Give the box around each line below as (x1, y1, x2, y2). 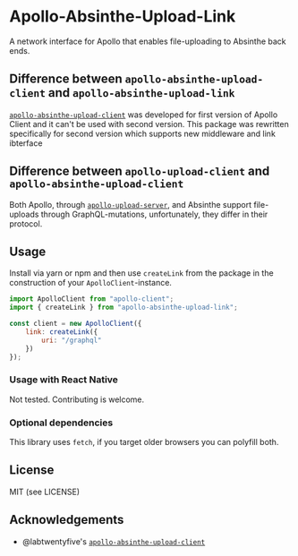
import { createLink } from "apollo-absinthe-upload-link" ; (9, 303, 239, 312)
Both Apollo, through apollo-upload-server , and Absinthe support (9, 199, 252, 210)
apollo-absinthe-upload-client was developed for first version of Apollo (9, 109, 278, 120)
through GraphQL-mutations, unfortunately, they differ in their (40, 209, 268, 219)
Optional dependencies (9, 416, 114, 429)
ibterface (9, 137, 43, 149)
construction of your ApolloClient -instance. (9, 278, 173, 288)
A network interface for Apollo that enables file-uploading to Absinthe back (9, 36, 286, 47)
